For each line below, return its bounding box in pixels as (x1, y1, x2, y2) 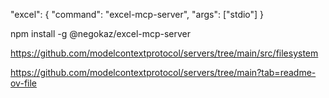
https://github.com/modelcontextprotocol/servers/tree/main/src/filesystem (10, 47, 319, 59)
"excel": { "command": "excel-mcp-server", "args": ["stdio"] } (10, 9, 265, 20)
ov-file (10, 77, 37, 89)
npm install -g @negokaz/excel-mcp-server (10, 28, 192, 39)
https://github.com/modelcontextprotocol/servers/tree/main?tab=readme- (10, 67, 317, 78)
